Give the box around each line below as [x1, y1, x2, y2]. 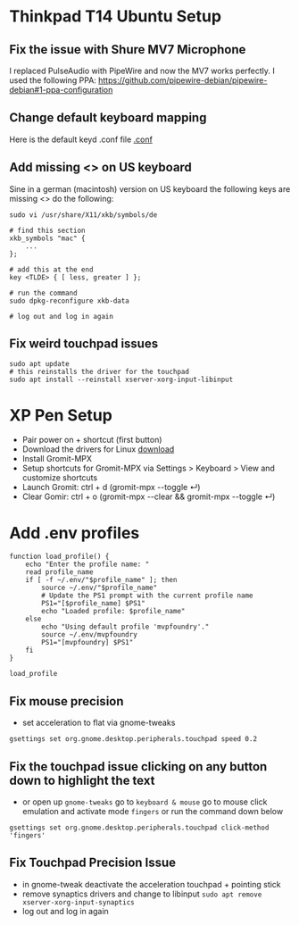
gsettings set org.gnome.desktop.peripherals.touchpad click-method [9, 823, 270, 832]
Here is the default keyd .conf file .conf [9, 134, 154, 145]
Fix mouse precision [9, 694, 124, 709]
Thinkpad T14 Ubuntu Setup [9, 6, 221, 27]
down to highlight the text [9, 772, 155, 787]
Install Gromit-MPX [21, 454, 92, 464]
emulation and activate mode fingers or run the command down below [21, 805, 284, 816]
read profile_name [25, 568, 94, 577]
